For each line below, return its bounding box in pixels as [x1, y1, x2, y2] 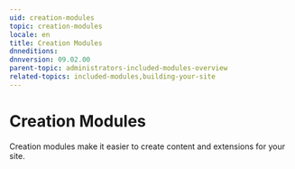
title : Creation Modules [9, 38, 103, 48]
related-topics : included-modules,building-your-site [9, 72, 217, 81]
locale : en [9, 30, 51, 39]
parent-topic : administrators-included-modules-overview [9, 64, 228, 73]
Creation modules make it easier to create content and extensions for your [9, 141, 286, 152]
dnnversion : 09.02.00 [9, 55, 91, 64]
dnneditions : [9, 47, 59, 56]
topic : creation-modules [9, 22, 103, 31]
